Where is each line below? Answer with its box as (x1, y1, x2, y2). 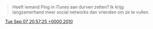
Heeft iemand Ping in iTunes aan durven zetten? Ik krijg (12, 4, 124, 10)
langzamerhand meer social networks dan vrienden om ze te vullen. (12, 9, 150, 15)
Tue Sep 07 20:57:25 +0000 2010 (4, 19, 73, 24)
